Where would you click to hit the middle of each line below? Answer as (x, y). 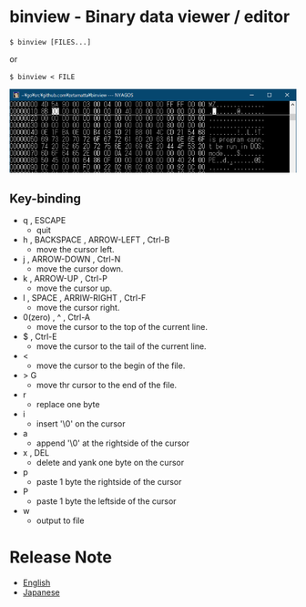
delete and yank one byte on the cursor (110, 463)
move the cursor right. (78, 308)
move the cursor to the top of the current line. (122, 327)
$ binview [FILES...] (51, 42)
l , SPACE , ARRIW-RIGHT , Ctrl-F (84, 298)
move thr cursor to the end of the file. (107, 386)
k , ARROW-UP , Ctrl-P (65, 279)
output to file (60, 520)
